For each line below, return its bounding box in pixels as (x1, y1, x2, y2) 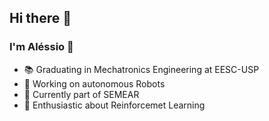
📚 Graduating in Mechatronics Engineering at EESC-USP (23, 63, 260, 75)
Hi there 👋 (9, 10, 72, 27)
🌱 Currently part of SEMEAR (23, 88, 140, 100)
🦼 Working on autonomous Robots (23, 77, 166, 90)
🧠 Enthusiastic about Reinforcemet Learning (23, 99, 206, 111)
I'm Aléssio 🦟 (9, 40, 74, 54)
